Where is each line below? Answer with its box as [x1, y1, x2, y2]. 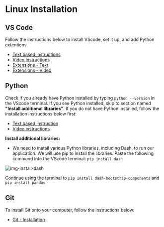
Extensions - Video [12, 67, 52, 73]
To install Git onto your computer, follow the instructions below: [5, 207, 135, 213]
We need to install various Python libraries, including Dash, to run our [12, 145, 155, 151]
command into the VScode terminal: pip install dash [12, 155, 123, 161]
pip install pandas [5, 180, 46, 185]
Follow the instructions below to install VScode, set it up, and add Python [5, 36, 155, 42]
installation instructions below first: [5, 111, 77, 116]
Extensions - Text [12, 62, 49, 68]
